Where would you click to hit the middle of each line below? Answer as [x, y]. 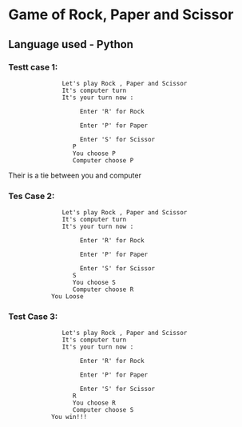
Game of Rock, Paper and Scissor [121, 15]
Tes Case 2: [32, 196]
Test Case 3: [33, 317]
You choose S [94, 283]
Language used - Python [71, 44]
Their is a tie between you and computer [75, 175]
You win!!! [69, 417]
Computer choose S [103, 410]
